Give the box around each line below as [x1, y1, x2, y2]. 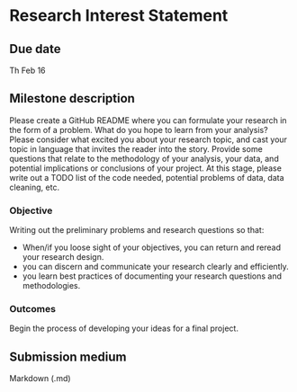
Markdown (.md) [9, 373, 71, 384]
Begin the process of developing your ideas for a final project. [9, 323, 238, 334]
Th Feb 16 [9, 65, 47, 76]
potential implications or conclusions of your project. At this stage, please [9, 163, 282, 174]
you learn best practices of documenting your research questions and [22, 271, 282, 281]
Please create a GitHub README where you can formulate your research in [9, 114, 287, 126]
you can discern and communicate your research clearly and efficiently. [22, 262, 290, 272]
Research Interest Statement [9, 5, 229, 26]
